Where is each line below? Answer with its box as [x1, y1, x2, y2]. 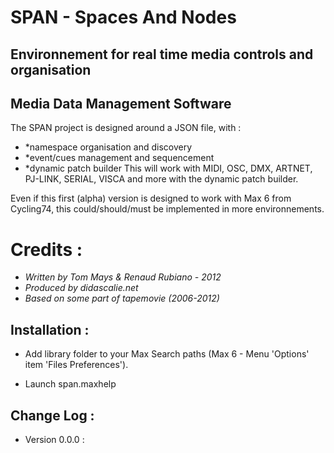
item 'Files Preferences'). [24, 359, 129, 371]
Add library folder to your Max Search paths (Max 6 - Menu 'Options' [24, 348, 310, 360]
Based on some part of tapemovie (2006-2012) [24, 292, 220, 305]
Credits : [10, 238, 83, 261]
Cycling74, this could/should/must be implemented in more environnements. [10, 203, 325, 215]
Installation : [10, 321, 90, 338]
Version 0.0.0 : [24, 433, 85, 445]
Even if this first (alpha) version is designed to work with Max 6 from [10, 192, 292, 205]
